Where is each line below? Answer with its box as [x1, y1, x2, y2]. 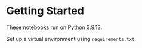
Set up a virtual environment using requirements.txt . [6, 35, 136, 42]
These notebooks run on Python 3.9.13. [6, 24, 103, 31]
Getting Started [6, 4, 85, 18]
